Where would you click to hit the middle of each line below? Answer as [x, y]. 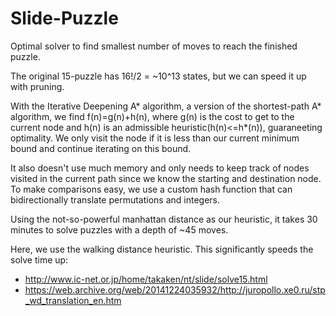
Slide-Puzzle [64, 18]
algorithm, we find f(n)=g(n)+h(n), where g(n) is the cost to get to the [152, 116]
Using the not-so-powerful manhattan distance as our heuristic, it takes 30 [164, 219]
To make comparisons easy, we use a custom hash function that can [151, 189]
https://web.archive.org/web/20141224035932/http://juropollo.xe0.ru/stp [175, 289]
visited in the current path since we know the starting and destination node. [166, 178]
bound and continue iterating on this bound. [101, 148]
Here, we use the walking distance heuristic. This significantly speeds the [162, 249]
